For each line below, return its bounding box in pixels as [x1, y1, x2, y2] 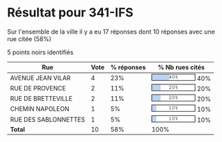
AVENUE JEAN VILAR [10, 73, 71, 82]
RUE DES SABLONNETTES [10, 115, 85, 123]
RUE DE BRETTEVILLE [10, 95, 73, 103]
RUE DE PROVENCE [10, 84, 67, 92]
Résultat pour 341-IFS [7, 5, 134, 21]
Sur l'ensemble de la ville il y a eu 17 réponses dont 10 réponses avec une [7, 27, 215, 36]
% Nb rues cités [157, 63, 205, 71]
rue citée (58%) [7, 34, 52, 43]
